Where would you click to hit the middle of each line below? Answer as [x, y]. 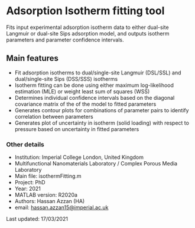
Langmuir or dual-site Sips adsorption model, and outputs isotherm [88, 33]
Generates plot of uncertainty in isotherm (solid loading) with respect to [102, 123]
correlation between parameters [54, 116]
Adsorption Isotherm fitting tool [85, 11]
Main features [32, 58]
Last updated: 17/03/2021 [37, 219]
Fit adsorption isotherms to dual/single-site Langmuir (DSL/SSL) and [98, 73]
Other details [25, 144]
